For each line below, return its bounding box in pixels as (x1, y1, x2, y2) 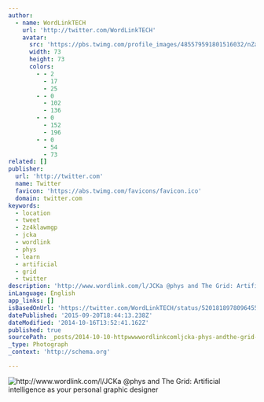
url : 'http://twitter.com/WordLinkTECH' (22, 26, 156, 34)
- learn (15, 253, 41, 260)
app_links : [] (8, 297, 55, 304)
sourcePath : (8, 334, 47, 341)
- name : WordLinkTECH (15, 19, 86, 27)
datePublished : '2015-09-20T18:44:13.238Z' (8, 312, 153, 319)
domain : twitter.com (15, 194, 82, 202)
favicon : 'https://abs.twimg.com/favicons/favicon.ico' (15, 186, 202, 195)
